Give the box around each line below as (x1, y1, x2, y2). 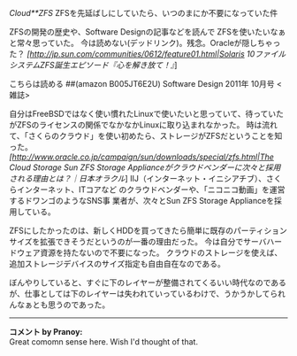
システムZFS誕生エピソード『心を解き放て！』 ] (9, 60, 178, 70)
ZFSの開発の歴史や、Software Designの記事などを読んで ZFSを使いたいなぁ (9, 27, 286, 37)
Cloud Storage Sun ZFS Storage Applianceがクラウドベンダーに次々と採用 (9, 162, 281, 173)
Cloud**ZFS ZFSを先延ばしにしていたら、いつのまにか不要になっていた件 (9, 8, 278, 18)
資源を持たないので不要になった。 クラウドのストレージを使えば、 (39, 247, 283, 258)
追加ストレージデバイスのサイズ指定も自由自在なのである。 (9, 259, 225, 268)
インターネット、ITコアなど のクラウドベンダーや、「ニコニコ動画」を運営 (16, 184, 286, 195)
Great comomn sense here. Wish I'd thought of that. (9, 337, 199, 347)
